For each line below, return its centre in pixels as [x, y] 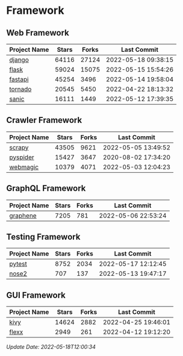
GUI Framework [36, 295]
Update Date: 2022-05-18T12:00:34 [51, 347]
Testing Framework [43, 237]
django [19, 60]
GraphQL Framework [46, 188]
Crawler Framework [44, 120]
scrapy [19, 147]
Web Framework [38, 33]
